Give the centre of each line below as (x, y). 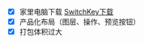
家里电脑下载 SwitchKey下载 (66, 12)
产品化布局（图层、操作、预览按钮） (80, 22)
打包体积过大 (40, 32)
